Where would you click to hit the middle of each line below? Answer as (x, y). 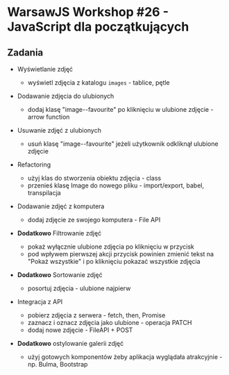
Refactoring (34, 165)
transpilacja (44, 193)
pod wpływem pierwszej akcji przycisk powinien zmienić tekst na (120, 254)
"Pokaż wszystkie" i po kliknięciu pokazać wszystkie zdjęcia (114, 261)
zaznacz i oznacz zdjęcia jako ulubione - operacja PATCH (110, 323)
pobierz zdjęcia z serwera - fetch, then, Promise (96, 315)
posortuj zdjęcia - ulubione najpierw (79, 288)
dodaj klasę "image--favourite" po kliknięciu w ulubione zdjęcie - (120, 109)
